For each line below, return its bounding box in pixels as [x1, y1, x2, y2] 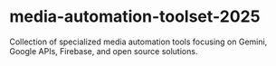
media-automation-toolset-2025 [9, 6, 261, 27]
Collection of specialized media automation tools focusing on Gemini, [9, 36, 268, 47]
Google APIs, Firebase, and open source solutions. [9, 45, 198, 56]
